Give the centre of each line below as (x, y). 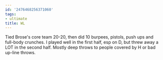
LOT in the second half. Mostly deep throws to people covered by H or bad (80, 47)
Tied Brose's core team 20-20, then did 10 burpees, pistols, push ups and (79, 37)
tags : (11, 14)
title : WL (15, 23)
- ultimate (16, 19)
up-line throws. (20, 53)
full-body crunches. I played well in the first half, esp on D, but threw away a (82, 42)
